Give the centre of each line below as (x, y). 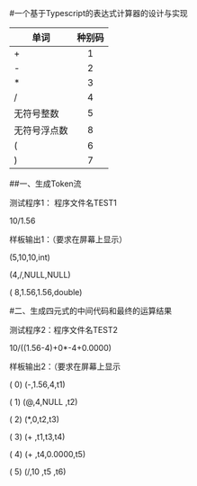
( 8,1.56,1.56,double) (46, 292)
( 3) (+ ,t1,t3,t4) (37, 436)
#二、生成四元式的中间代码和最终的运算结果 (91, 310)
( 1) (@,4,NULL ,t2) (44, 402)
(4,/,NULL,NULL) (40, 274)
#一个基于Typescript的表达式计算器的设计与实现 (98, 13)
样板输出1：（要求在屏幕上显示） (68, 239)
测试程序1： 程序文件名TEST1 (63, 202)
